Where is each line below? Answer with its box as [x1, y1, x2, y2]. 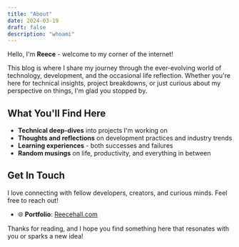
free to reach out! [7, 196, 59, 204]
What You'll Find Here [7, 107, 106, 119]
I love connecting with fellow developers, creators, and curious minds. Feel [7, 188, 228, 197]
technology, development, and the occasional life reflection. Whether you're [7, 71, 230, 80]
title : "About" [7, 10, 53, 18]
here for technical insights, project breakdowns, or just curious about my [7, 79, 221, 88]
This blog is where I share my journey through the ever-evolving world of [7, 64, 222, 72]
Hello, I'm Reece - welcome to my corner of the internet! [7, 50, 173, 59]
